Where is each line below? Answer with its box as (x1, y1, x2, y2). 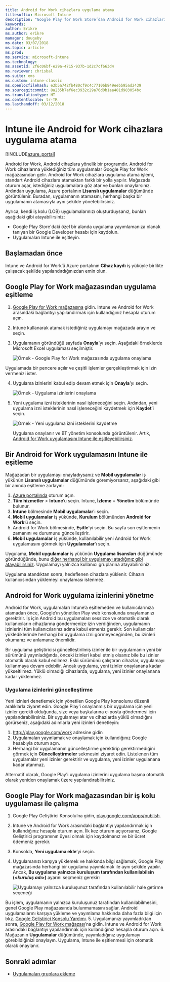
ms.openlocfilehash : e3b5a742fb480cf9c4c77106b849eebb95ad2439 (5, 83, 142, 88)
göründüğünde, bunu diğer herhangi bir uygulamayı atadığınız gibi (5, 556, 143, 562)
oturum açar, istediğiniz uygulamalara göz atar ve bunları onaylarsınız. (5, 183, 151, 189)
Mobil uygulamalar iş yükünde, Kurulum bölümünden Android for (12, 514, 151, 520)
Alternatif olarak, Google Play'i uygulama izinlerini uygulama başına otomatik (5, 771, 164, 777)
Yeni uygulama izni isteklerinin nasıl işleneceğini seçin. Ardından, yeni (12, 399, 158, 406)
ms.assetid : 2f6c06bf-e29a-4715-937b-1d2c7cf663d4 (5, 64, 114, 69)
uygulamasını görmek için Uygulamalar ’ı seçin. (12, 540, 111, 547)
